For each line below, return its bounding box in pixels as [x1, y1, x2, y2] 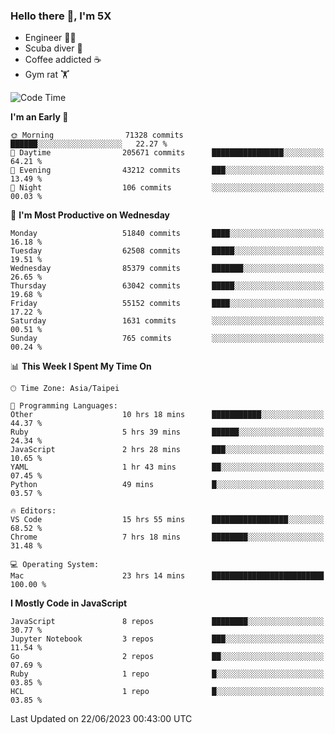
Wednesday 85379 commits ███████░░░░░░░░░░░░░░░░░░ [10, 264, 325, 274]
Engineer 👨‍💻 [24, 32, 77, 44]
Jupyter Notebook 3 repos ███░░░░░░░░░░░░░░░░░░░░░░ [10, 634, 325, 644]
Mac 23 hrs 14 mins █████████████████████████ [10, 571, 325, 581]
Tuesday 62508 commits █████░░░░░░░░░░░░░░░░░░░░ [10, 246, 325, 256]
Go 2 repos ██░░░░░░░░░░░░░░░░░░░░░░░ [10, 652, 325, 662]
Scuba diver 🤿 [24, 42, 83, 54]
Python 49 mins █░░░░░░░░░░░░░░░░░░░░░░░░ [10, 480, 325, 490]
